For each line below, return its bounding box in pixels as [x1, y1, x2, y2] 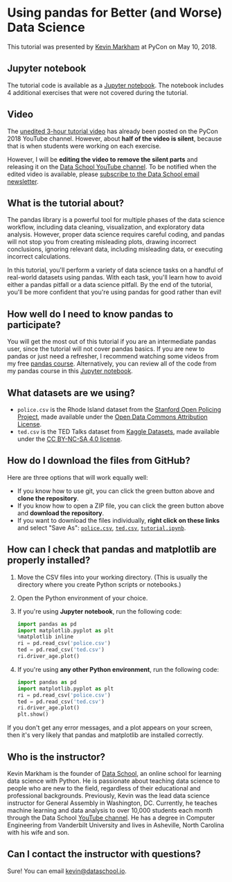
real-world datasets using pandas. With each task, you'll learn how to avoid [7, 273, 222, 282]
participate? [7, 319, 61, 331]
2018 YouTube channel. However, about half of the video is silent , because [7, 134, 222, 143]
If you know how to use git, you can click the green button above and [17, 487, 215, 495]
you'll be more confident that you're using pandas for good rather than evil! [7, 288, 222, 296]
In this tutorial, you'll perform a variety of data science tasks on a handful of [7, 266, 224, 275]
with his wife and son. [7, 828, 70, 836]
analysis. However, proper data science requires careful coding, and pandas [7, 230, 225, 239]
